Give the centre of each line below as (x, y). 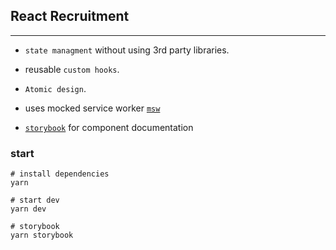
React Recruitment (70, 16)
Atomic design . (55, 88)
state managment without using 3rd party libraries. (127, 50)
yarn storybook (42, 235)
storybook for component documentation (109, 127)
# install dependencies (60, 174)
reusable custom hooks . (72, 69)
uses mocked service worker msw (92, 108)
